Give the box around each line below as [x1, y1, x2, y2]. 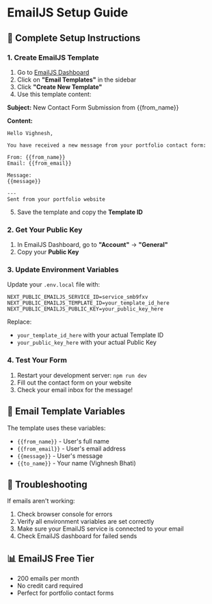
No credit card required [16, 581, 83, 590]
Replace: [7, 317, 32, 326]
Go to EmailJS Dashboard [16, 68, 90, 76]
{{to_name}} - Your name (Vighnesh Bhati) [16, 459, 137, 467]
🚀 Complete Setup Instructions [7, 32, 141, 44]
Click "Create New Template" [16, 82, 103, 90]
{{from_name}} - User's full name [16, 437, 109, 445]
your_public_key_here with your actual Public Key [16, 338, 157, 347]
